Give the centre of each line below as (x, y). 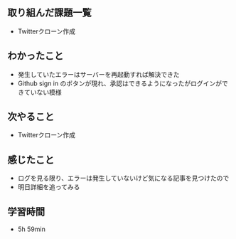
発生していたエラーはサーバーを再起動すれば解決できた (98, 74)
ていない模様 (43, 92)
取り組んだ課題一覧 (49, 13)
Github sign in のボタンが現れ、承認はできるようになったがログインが (120, 83)
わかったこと (36, 56)
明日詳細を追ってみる (49, 187)
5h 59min (32, 229)
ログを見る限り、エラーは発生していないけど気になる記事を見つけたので (123, 178)
